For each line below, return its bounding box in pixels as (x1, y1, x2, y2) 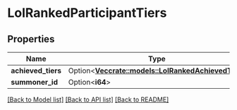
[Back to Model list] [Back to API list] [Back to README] (7, 95, 169, 104)
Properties (7, 33, 55, 45)
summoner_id (11, 78, 59, 87)
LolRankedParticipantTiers (7, 5, 167, 21)
